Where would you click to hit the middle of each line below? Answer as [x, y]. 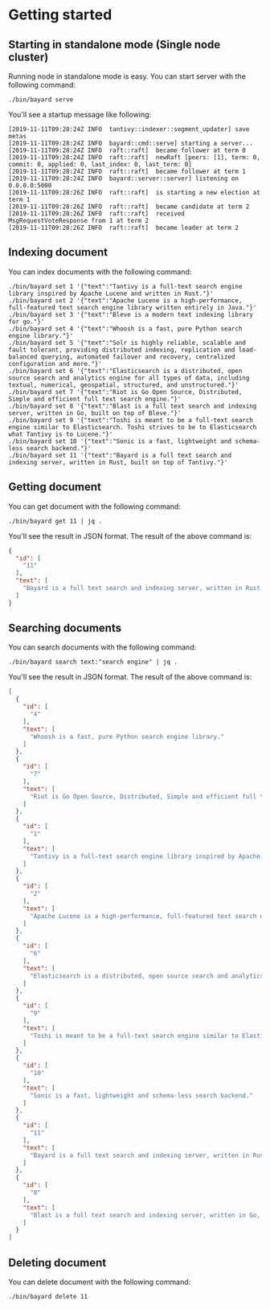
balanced [23, 357]
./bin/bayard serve [41, 100]
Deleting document [57, 1263]
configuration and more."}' [55, 363]
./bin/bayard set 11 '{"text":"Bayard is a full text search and [120, 455]
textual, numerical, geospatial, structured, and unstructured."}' [124, 385]
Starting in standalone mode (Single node [115, 45]
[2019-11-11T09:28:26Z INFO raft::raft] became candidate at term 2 [129, 207]
